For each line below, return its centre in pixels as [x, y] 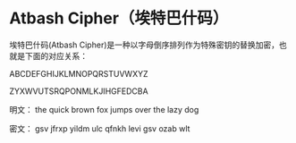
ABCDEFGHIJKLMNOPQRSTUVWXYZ [79, 73]
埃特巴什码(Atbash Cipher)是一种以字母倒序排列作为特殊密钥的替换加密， [144, 45]
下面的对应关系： [56, 55]
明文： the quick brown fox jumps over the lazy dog [104, 109]
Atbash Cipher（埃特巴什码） [119, 18]
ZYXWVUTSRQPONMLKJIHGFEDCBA [79, 91]
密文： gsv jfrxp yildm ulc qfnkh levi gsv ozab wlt [100, 128]
